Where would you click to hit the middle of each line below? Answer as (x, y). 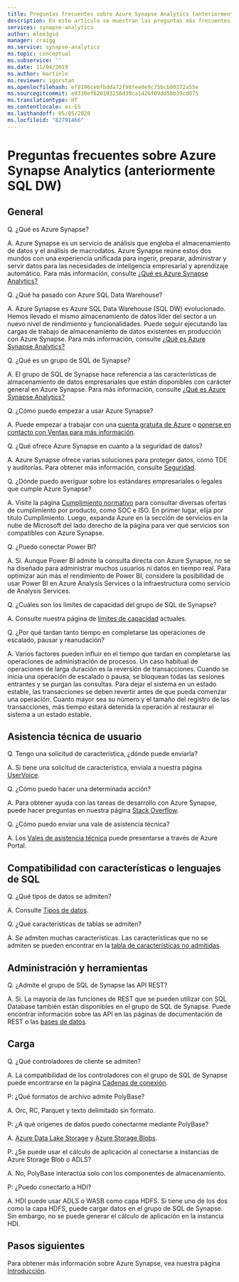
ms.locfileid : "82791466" (46, 120)
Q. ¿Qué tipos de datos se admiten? (59, 897)
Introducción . (27, 1271)
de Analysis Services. (39, 591)
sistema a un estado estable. (49, 714)
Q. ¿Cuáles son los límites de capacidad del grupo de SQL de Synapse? (112, 604)
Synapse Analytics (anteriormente (111, 170)
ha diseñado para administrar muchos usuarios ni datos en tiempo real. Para (119, 568)
